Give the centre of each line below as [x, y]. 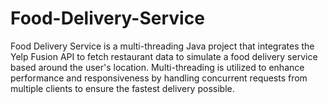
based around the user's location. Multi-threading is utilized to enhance [157, 67]
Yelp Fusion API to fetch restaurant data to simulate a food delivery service [164, 56]
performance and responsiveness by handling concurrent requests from [159, 78]
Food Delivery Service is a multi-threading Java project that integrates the [162, 46]
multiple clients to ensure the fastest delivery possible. [122, 88]
